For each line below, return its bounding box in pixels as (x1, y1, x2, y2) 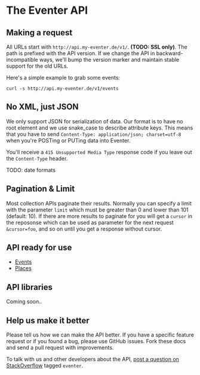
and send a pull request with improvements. (6, 344, 114, 351)
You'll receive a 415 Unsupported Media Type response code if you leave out (6, 148, 192, 156)
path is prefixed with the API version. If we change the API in (6, 50, 155, 57)
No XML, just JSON (6, 102, 79, 112)
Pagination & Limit (6, 184, 75, 194)
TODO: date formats (6, 166, 56, 174)
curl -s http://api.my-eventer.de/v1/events (6, 86, 119, 92)
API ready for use (6, 243, 72, 253)
